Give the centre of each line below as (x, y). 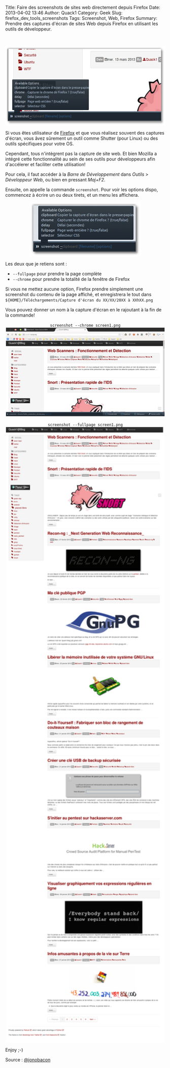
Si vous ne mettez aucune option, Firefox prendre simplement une (74, 289)
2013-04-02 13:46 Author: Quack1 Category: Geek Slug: (64, 13)
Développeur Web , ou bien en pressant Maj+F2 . (55, 180)
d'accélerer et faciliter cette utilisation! (45, 164)
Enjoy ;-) (14, 1050)
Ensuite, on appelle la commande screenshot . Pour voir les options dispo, (82, 190)
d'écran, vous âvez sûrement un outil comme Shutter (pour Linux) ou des (82, 138)
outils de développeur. (29, 29)
